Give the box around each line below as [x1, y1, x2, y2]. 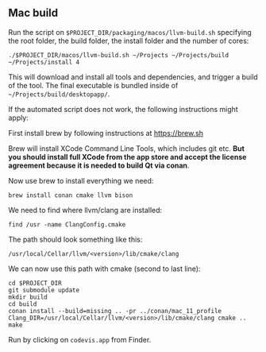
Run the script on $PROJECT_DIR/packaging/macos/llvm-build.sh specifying [8, 27, 252, 37]
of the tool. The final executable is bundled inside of [8, 80, 179, 90]
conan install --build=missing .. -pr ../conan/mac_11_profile [8, 307, 222, 315]
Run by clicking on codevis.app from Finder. [8, 335, 152, 344]
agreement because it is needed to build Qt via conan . [8, 161, 190, 170]
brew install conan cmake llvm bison [8, 191, 133, 199]
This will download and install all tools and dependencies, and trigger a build [8, 72, 258, 82]
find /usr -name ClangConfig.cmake [8, 220, 126, 229]
